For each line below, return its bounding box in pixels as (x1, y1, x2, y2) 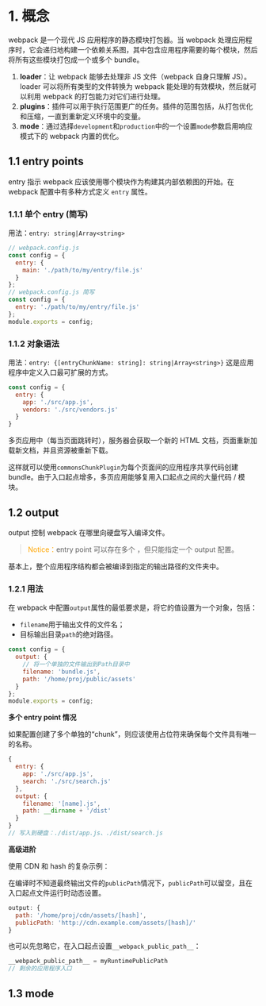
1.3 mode (8, 986, 54, 1000)
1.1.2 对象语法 (8, 338, 60, 349)
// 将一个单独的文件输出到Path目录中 (22, 661, 131, 669)
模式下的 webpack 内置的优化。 (19, 131, 123, 141)
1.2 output (8, 506, 59, 519)
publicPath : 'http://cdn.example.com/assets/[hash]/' (15, 919, 196, 927)
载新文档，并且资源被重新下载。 (8, 445, 112, 455)
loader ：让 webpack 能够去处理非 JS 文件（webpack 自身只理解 (19, 71, 231, 81)
